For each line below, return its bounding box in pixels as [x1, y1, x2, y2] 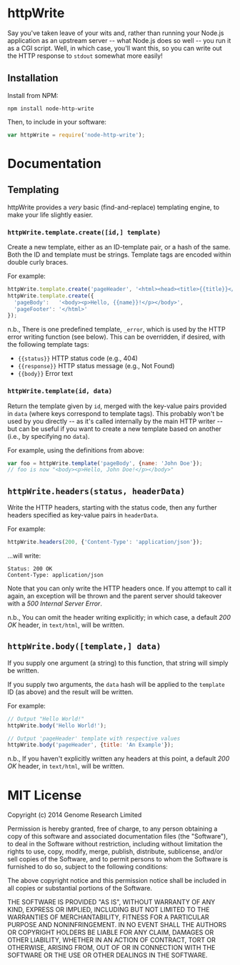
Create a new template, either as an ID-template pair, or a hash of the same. [7, 242, 231, 251]
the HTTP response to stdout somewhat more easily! [7, 51, 163, 60]
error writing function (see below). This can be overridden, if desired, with [7, 332, 226, 341]
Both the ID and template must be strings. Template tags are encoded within [7, 250, 231, 259]
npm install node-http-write [7, 105, 94, 112]
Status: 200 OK [7, 565, 53, 573]
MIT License [7, 787, 82, 803]
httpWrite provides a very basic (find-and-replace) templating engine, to [7, 202, 220, 212]
